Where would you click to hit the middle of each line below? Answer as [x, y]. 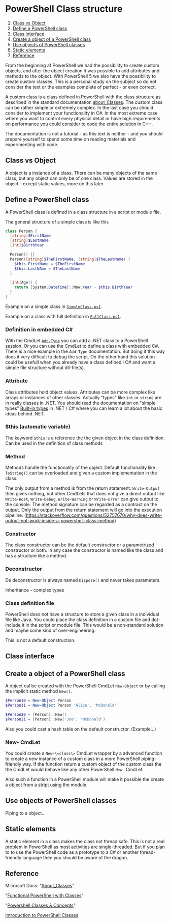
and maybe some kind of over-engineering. [50, 631]
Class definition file [30, 603]
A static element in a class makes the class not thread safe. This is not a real [85, 841]
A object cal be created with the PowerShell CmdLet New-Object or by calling [85, 686]
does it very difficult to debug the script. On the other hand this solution [80, 357]
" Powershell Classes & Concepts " [41, 905]
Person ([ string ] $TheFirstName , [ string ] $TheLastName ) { [70, 259]
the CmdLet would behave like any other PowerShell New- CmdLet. [74, 770]
